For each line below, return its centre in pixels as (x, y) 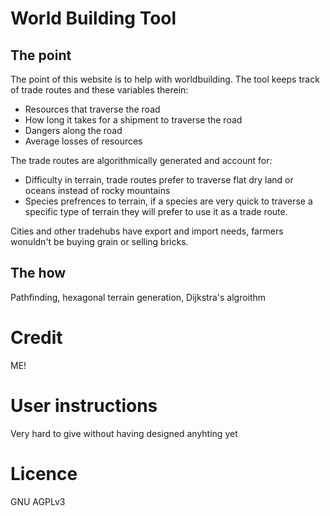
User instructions (84, 405)
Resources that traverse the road (92, 109)
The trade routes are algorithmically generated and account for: (141, 160)
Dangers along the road (73, 130)
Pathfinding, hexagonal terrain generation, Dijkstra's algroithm (138, 297)
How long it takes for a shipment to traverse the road (133, 120)
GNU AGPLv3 (38, 501)
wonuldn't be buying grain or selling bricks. (99, 241)
